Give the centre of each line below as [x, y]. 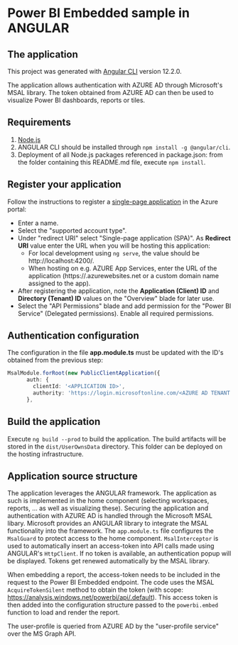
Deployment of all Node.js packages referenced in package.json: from [120, 155]
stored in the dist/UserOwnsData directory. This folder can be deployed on [115, 446]
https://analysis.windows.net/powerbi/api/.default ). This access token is [113, 597]
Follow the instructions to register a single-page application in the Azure [113, 202]
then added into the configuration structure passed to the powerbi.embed [113, 605]
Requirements [39, 122]
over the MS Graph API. [42, 634]
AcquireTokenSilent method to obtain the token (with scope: [95, 590]
